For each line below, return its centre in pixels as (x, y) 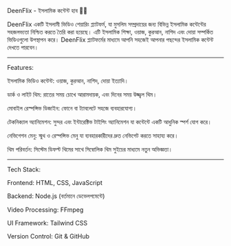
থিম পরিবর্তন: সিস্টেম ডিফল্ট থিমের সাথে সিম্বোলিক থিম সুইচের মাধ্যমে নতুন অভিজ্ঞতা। (90, 149)
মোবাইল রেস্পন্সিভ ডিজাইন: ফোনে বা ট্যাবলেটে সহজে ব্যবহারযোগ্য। (72, 108)
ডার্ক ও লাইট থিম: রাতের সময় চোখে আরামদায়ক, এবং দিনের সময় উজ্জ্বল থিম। (82, 95)
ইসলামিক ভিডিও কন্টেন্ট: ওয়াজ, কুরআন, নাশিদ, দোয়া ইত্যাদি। (68, 81)
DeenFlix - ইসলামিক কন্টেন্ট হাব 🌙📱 (47, 11)
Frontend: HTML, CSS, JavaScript (55, 183)
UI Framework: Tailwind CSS (47, 223)
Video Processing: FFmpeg (45, 210)
